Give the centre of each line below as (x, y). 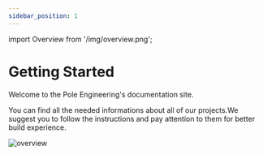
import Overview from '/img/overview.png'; (80, 39)
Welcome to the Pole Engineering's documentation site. (101, 94)
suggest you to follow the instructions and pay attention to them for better (132, 118)
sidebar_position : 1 (43, 16)
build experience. (37, 127)
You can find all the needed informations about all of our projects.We (123, 110)
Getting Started (62, 72)
